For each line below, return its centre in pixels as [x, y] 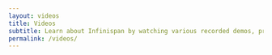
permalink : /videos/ [43, 38]
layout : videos [34, 16]
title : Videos [32, 23]
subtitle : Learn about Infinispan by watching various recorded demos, [132, 31]
